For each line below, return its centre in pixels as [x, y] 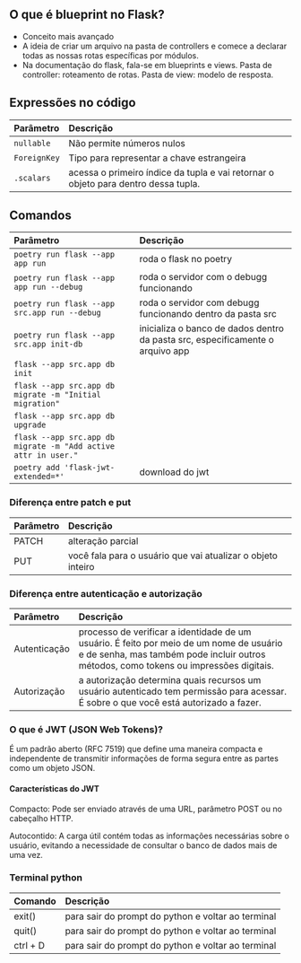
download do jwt [174, 472]
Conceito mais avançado [68, 36]
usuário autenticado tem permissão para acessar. [182, 692]
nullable [32, 143]
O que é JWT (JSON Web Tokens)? [86, 729]
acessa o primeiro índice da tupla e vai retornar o [172, 172]
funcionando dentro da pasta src [208, 314]
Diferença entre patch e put [70, 503]
